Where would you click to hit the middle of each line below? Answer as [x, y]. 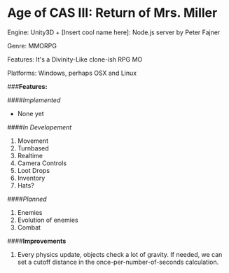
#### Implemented [34, 100]
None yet [30, 113]
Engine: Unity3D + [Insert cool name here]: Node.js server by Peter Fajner [114, 32]
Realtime [30, 155]
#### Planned [27, 199]
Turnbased [33, 148]
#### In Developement [40, 127]
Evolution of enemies [48, 220]
